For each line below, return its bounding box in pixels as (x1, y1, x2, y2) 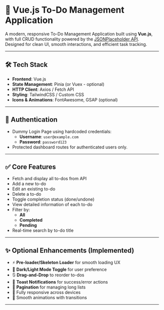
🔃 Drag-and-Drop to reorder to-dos (12, 272, 84, 278)
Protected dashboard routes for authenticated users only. (12, 144, 128, 150)
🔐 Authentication (5, 116, 58, 124)
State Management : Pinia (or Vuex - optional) (12, 81, 105, 87)
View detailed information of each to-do (12, 202, 93, 207)
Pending (19, 222, 37, 228)
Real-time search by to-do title (12, 227, 74, 233)
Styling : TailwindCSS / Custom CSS (12, 91, 84, 97)
